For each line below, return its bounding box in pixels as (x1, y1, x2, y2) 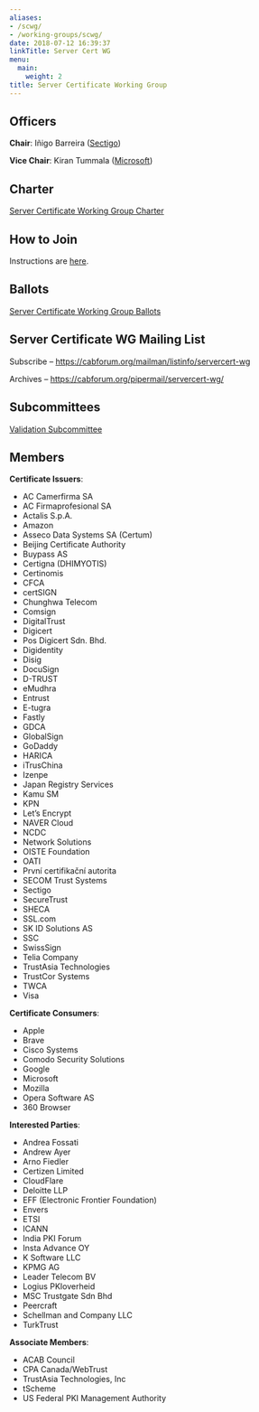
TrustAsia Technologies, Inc (22, 1374, 126, 1385)
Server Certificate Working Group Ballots (9, 305, 162, 316)
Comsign (22, 606, 57, 617)
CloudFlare (22, 1175, 64, 1186)
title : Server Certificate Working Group (9, 80, 168, 89)
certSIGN (22, 587, 57, 598)
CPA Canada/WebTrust (22, 1364, 108, 1375)
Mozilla (22, 1083, 50, 1094)
